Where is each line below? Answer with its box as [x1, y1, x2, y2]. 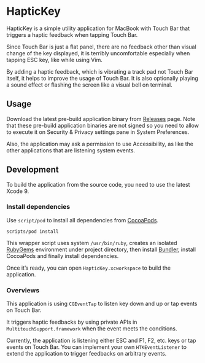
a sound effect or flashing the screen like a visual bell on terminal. [6, 81, 173, 88]
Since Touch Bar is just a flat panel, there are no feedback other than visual [6, 43, 196, 50]
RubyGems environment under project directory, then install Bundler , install [6, 246, 196, 253]
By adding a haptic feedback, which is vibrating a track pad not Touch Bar [6, 68, 193, 75]
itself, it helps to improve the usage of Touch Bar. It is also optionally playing [6, 74, 198, 82]
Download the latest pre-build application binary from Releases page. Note [6, 115, 196, 122]
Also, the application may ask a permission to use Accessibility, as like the [6, 140, 193, 147]
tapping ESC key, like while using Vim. [6, 56, 102, 63]
